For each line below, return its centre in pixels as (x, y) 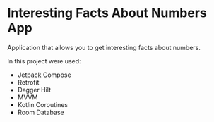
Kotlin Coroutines (43, 104)
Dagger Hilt (34, 90)
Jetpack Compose (44, 75)
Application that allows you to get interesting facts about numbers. (104, 47)
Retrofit (28, 82)
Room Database (41, 112)
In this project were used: (44, 61)
